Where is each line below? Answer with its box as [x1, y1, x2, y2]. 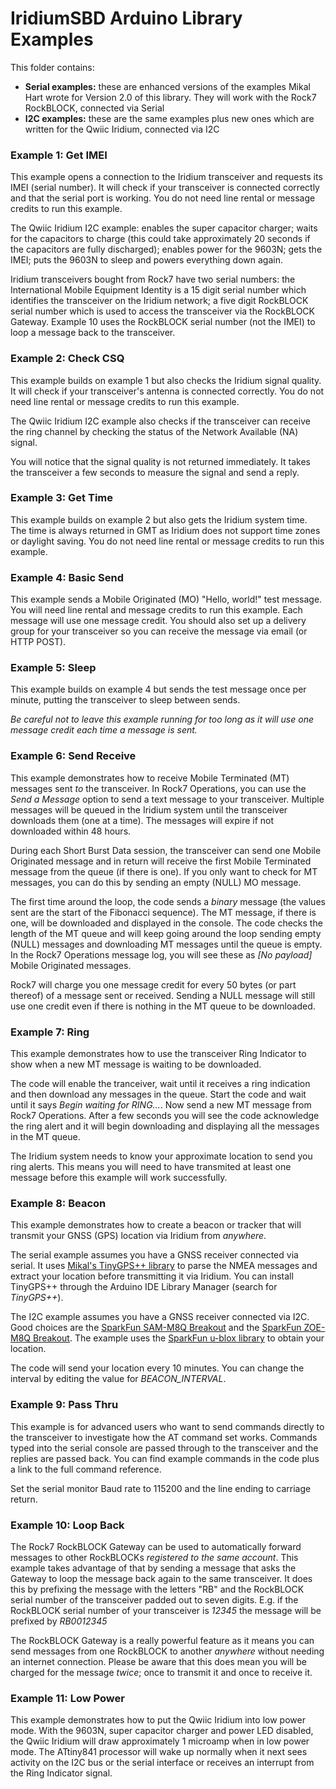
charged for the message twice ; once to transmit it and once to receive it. [10, 1666, 313, 1678]
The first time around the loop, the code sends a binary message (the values [10, 895, 326, 907]
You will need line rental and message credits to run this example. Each [10, 604, 303, 616]
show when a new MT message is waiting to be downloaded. [10, 1058, 262, 1071]
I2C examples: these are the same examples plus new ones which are [24, 112, 315, 124]
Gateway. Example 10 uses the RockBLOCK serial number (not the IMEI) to [10, 316, 316, 328]
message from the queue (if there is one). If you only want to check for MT [10, 865, 318, 877]
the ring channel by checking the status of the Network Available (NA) [10, 425, 299, 437]
